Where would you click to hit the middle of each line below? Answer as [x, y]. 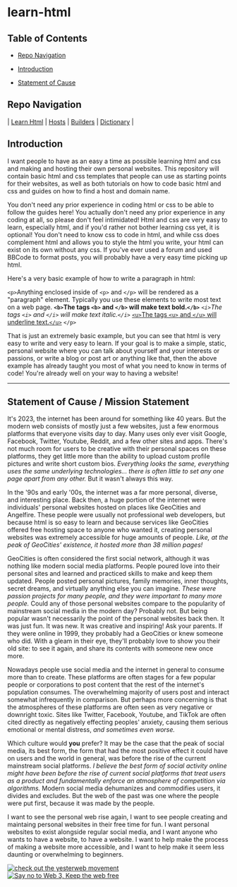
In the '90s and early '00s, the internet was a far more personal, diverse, [113, 493]
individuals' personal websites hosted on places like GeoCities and [104, 507]
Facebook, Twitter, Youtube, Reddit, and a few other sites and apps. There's [117, 441]
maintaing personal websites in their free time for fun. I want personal [108, 825]
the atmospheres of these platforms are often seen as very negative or [110, 707]
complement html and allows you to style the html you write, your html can [115, 242]
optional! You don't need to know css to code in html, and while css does [114, 234]
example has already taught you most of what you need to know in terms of [117, 366]
